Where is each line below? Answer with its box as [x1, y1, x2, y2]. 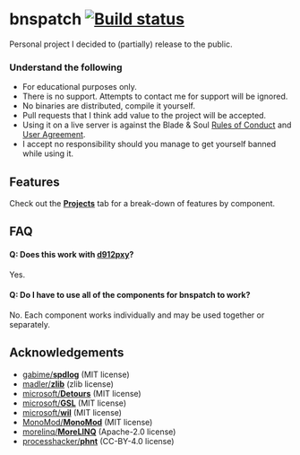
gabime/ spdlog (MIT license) [21, 369, 130, 380]
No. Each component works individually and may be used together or [9, 310, 265, 320]
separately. [9, 319, 51, 329]
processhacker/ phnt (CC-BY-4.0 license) [21, 435, 175, 446]
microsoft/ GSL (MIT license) [21, 398, 127, 408]
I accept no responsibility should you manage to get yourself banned [21, 139, 277, 150]
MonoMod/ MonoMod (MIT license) [21, 416, 153, 427]
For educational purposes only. [21, 82, 137, 92]
